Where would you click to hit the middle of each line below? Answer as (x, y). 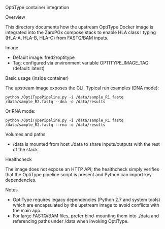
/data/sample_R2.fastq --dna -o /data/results (55, 102)
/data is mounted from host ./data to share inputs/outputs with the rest (86, 144)
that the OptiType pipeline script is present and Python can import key (79, 174)
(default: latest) (28, 68)
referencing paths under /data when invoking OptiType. (71, 221)
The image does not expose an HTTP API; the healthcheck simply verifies (82, 169)
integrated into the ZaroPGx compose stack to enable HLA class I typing (81, 32)
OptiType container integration (37, 7)
